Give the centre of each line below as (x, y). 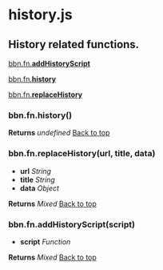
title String (38, 179)
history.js (41, 15)
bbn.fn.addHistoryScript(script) (72, 224)
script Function (45, 241)
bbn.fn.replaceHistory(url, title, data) (82, 154)
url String (36, 171)
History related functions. (74, 44)
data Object (40, 188)
